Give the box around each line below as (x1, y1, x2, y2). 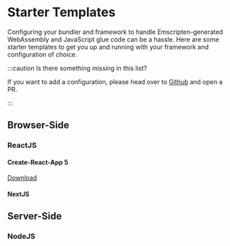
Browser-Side (7, 119, 69, 131)
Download (7, 174, 38, 182)
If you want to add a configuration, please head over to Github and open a (7, 77, 223, 86)
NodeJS (7, 231, 35, 241)
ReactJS (7, 141, 37, 151)
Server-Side (7, 210, 62, 223)
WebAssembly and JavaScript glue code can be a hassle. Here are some (7, 35, 219, 43)
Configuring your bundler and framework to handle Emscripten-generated (7, 28, 224, 36)
